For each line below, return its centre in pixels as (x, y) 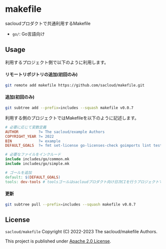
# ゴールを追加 (19, 172)
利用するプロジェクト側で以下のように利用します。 (57, 62)
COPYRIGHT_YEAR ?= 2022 (30, 136)
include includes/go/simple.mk (37, 164)
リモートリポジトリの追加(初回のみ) (41, 75)
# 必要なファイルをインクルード (33, 155)
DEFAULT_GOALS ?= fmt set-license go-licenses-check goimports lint (78, 146)
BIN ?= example (33, 141)
